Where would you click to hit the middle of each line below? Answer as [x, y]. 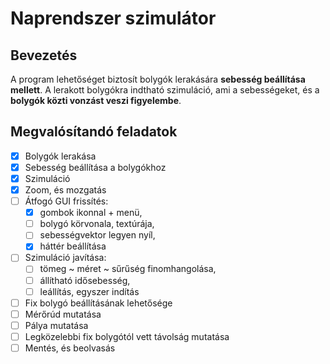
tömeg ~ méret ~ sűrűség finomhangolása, [128, 269]
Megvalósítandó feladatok [94, 132]
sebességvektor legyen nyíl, [97, 235]
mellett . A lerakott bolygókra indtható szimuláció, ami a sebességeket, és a [165, 90]
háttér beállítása [73, 246]
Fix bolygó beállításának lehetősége [98, 303]
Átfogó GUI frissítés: [66, 201]
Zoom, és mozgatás [65, 190]
